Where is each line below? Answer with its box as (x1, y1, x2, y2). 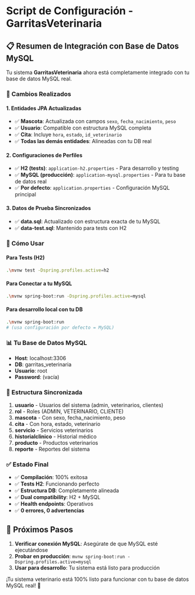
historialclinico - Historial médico (14, 433, 97, 440)
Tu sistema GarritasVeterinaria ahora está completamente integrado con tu (6, 69, 190, 76)
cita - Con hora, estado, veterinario (14, 421, 101, 428)
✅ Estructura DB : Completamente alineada (14, 487, 120, 494)
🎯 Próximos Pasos (6, 525, 74, 535)
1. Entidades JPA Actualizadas (6, 105, 81, 112)
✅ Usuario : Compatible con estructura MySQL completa (14, 124, 151, 131)
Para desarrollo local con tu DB (6, 306, 83, 313)
